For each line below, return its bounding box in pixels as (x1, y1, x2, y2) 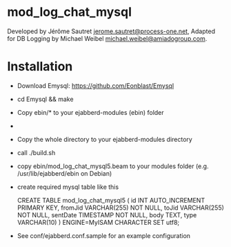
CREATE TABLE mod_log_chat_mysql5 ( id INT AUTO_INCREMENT (17, 196, 205, 204)
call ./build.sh (17, 148, 56, 156)
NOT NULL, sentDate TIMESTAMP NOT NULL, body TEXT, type (17, 210, 197, 219)
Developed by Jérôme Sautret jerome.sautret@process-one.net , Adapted (7, 27, 216, 35)
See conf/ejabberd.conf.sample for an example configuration (17, 231, 191, 239)
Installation (7, 59, 73, 75)
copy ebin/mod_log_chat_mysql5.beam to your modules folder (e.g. (17, 162, 209, 170)
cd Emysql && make (17, 95, 74, 103)
